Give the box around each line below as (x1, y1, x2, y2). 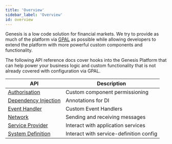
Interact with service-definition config (66, 130, 158, 137)
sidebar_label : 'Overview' (5, 12, 63, 17)
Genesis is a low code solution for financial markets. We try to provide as (5, 31, 159, 37)
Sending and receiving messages (66, 113, 146, 121)
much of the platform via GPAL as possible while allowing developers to (5, 36, 156, 42)
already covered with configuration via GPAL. (5, 68, 101, 74)
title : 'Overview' (5, 7, 45, 13)
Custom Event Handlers (66, 105, 123, 112)
